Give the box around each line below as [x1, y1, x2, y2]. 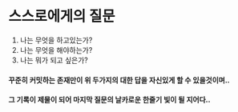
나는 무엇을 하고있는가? [19, 35, 93, 45]
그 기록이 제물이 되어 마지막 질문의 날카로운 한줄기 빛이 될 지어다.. [8, 95, 211, 105]
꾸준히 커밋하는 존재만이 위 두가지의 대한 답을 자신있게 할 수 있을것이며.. [8, 75, 230, 85]
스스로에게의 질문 [8, 7, 115, 26]
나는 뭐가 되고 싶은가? [19, 55, 88, 65]
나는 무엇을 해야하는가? [19, 45, 93, 54]
